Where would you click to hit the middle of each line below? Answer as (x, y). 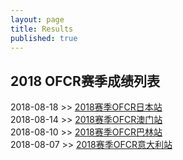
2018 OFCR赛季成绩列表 (85, 81)
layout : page (37, 19)
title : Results (42, 29)
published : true (44, 38)
